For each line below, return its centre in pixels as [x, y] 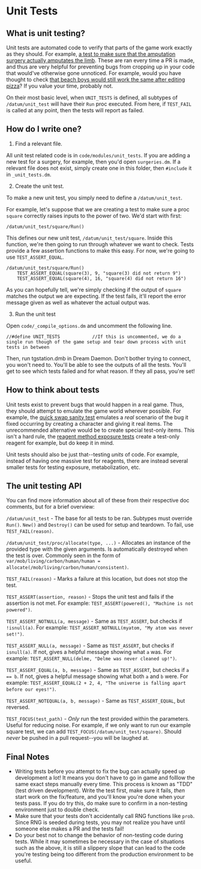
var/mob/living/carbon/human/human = [53, 562]
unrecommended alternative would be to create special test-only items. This [100, 430]
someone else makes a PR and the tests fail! [69, 829]
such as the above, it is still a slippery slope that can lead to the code [100, 848]
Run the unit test [35, 314]
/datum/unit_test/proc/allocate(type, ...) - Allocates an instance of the [98, 543]
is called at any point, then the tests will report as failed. [75, 110]
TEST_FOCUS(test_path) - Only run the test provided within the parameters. [98, 719]
